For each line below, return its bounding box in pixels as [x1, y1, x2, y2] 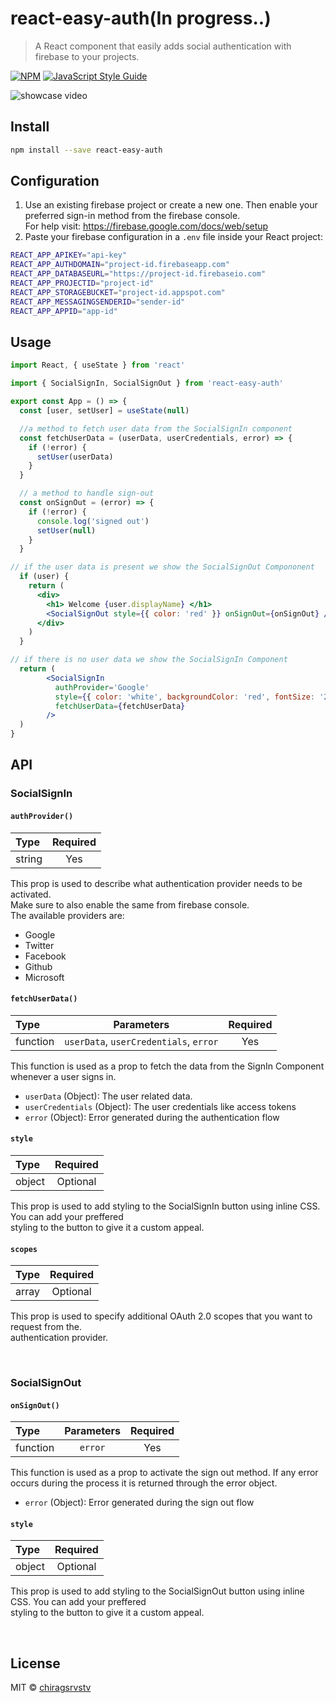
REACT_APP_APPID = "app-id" [10, 306, 118, 316]
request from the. [10, 1321, 82, 1333]
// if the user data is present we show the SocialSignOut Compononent [10, 562, 315, 572]
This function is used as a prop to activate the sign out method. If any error [10, 1467, 319, 1479]
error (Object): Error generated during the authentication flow [24, 1111, 280, 1123]
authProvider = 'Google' [54, 682, 150, 692]
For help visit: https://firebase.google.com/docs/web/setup [24, 220, 269, 232]
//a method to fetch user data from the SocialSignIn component [19, 423, 293, 434]
